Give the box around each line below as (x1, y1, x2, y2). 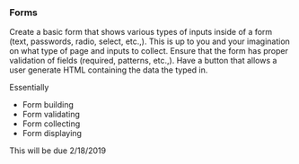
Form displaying (22, 128, 83, 139)
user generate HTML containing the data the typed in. (9, 65, 208, 75)
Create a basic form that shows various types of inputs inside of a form (9, 27, 273, 38)
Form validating (22, 109, 81, 120)
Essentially (9, 82, 49, 93)
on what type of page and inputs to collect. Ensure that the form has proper (9, 46, 289, 56)
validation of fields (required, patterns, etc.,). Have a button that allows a (9, 56, 277, 66)
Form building (22, 99, 75, 110)
